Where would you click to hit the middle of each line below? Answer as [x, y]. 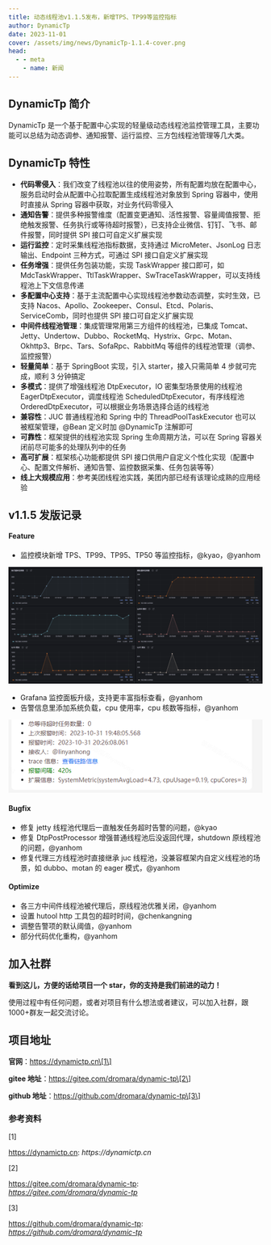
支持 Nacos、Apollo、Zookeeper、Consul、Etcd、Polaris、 [119, 305]
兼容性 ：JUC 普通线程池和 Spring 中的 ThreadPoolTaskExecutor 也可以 [138, 416]
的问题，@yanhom [51, 847]
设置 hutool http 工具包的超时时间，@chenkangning [106, 916]
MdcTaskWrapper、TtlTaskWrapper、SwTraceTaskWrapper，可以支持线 [140, 275]
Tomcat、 [236, 325]
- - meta [30, 60]
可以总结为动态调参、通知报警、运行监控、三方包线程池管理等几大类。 [131, 135]
